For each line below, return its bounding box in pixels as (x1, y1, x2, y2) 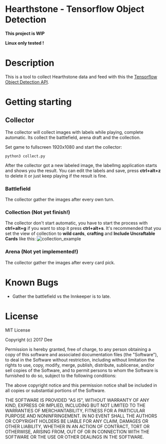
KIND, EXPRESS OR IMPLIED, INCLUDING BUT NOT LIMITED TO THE (5, 402, 146, 408)
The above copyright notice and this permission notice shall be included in (5, 382, 157, 388)
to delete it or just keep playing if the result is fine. (5, 172, 108, 179)
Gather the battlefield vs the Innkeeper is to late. (12, 293, 111, 299)
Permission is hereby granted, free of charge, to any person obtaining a (5, 346, 151, 352)
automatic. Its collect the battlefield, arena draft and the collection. (5, 134, 141, 140)
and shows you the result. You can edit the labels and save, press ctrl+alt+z (5, 167, 161, 173)
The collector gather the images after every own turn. (5, 197, 114, 203)
